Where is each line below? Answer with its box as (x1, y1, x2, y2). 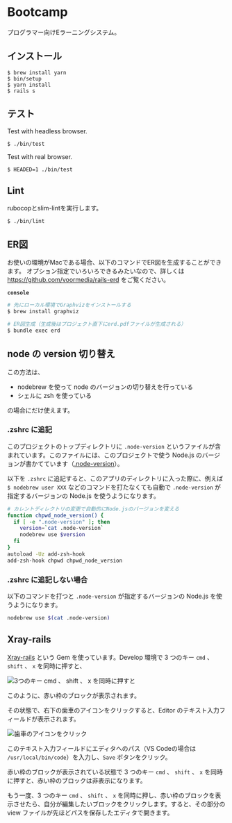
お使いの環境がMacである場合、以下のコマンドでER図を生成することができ (7, 258, 222, 267)
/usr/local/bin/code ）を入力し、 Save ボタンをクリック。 (7, 753, 172, 761)
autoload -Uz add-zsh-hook (7, 550, 85, 558)
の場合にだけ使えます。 (7, 406, 74, 414)
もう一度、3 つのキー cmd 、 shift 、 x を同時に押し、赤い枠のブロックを (7, 791, 215, 799)
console (7, 290, 30, 297)
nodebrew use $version (19, 531, 85, 538)
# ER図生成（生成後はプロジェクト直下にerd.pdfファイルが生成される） (7, 320, 186, 327)
